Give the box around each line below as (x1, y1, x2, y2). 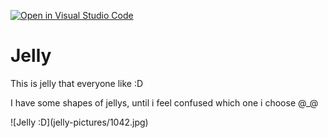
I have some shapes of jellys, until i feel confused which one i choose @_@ (10, 96, 319, 109)
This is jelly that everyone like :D (10, 77, 144, 89)
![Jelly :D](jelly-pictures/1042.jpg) (10, 116, 149, 128)
